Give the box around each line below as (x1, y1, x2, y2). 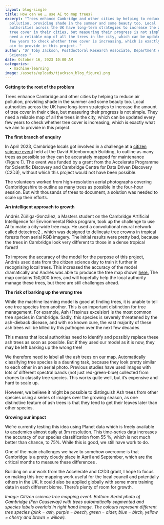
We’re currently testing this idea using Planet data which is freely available (5, 424, 155, 429)
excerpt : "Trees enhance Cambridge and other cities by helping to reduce (5, 16, 161, 21)
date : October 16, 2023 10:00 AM (5, 57, 73, 62)
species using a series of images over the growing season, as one (5, 394, 138, 400)
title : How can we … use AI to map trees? (5, 12, 93, 17)
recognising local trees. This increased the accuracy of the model (5, 264, 137, 270)
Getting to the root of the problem (5, 84, 75, 90)
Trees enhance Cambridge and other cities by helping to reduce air (5, 93, 140, 99)
